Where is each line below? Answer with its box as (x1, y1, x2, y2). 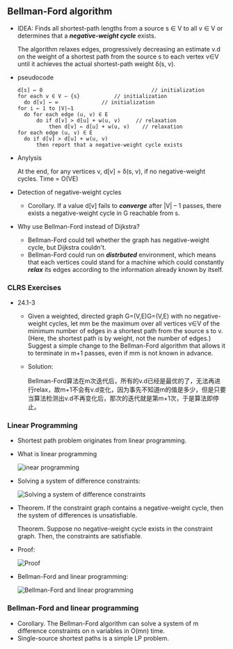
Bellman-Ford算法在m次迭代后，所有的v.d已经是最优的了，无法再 (27, 377, 215, 385)
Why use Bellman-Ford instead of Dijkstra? (17, 222, 140, 230)
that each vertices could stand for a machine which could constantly (27, 257, 225, 266)
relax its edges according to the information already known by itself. (27, 265, 224, 273)
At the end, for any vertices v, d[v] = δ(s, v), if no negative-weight (17, 167, 206, 175)
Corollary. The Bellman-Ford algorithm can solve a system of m (17, 619, 199, 627)
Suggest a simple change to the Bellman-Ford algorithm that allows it (27, 342, 226, 350)
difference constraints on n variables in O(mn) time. (17, 626, 166, 635)
